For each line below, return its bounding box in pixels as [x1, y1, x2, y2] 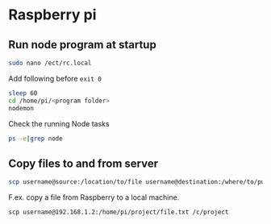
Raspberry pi [8, 6, 97, 24]
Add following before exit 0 [8, 73, 102, 83]
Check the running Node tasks [8, 118, 110, 128]
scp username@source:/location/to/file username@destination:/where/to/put [8, 178, 269, 186]
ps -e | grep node [8, 135, 63, 143]
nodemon [8, 104, 35, 112]
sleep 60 [8, 89, 38, 97]
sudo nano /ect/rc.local [8, 59, 92, 67]
